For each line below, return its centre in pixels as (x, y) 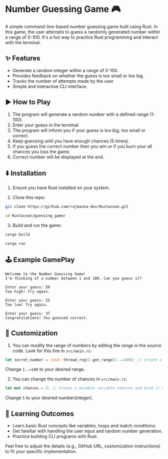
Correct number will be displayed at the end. (58, 157)
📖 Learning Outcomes (39, 414)
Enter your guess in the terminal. (46, 125)
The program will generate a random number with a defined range (80, 114)
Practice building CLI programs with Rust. (55, 436)
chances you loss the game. (41, 151)
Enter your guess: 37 (28, 314)
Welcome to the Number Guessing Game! (45, 274)
